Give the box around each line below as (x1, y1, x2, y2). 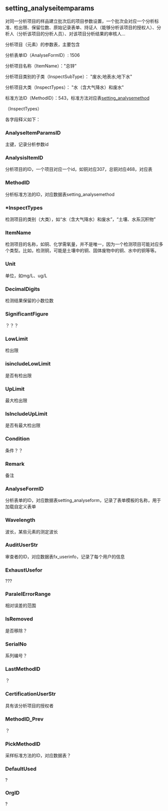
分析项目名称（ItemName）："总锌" (5, 63, 77, 69)
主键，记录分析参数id (5, 141, 49, 148)
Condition (5, 435, 30, 443)
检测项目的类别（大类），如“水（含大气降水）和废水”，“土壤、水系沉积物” (5, 216, 156, 222)
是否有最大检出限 (5, 422, 41, 428)
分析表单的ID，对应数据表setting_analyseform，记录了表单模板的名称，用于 (5, 497, 161, 504)
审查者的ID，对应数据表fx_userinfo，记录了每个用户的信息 (5, 553, 125, 559)
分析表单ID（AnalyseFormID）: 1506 (5, 52, 80, 58)
